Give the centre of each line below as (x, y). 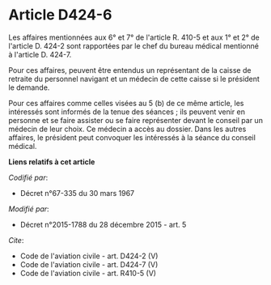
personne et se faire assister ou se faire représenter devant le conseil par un (135, 120)
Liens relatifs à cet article (52, 162)
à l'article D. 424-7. (40, 54)
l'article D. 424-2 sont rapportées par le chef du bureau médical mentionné (133, 45)
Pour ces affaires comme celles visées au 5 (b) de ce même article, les (126, 103)
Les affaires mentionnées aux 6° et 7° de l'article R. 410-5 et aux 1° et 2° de (134, 37)
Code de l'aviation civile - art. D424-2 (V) (89, 256)
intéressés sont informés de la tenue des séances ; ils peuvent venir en (127, 112)
